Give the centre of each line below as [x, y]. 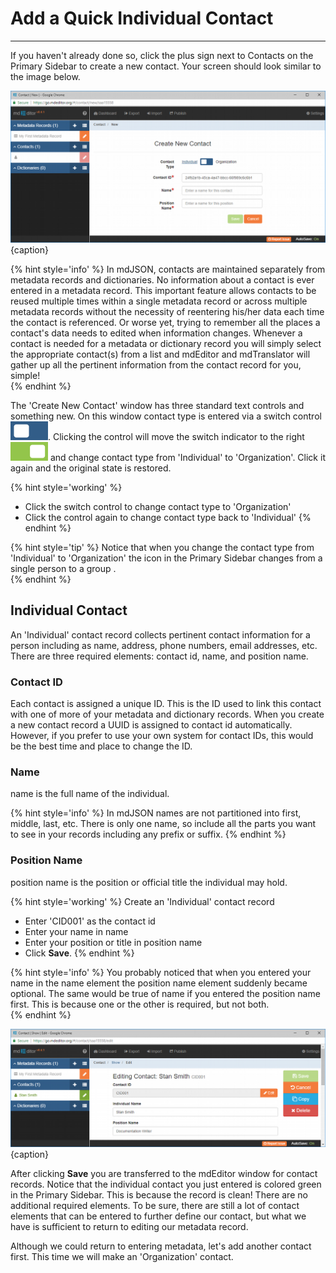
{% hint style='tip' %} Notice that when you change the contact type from [162, 548]
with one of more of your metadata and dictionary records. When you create [167, 714]
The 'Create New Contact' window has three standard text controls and [157, 406]
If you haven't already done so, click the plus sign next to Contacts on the [162, 55]
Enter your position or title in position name [113, 942]
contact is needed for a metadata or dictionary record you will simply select [166, 344]
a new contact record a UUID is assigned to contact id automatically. [151, 725]
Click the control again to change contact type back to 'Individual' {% [168, 518]
